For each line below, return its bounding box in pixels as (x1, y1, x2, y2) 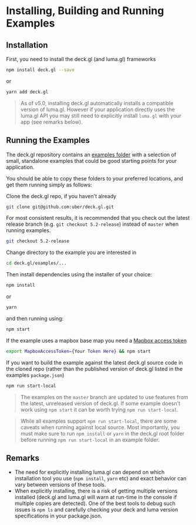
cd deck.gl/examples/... (6, 260, 67, 266)
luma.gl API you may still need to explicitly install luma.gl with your (20, 112, 182, 119)
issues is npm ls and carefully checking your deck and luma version (14, 506, 178, 513)
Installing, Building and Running (6, 4, 164, 18)
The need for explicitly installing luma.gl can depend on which (14, 469, 165, 476)
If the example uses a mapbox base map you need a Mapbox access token (6, 337, 187, 344)
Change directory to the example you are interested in (6, 249, 137, 256)
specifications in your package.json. (14, 513, 103, 520)
